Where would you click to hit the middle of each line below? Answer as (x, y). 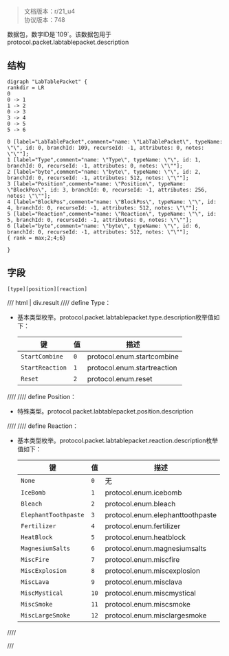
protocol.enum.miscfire (142, 559)
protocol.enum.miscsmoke (148, 604)
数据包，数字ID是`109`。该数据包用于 (59, 34)
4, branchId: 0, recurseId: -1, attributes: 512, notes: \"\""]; (102, 208)
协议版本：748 (44, 20)
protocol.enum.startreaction (132, 367)
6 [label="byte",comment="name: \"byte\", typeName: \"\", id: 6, (104, 226)
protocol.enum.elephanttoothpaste (161, 514)
